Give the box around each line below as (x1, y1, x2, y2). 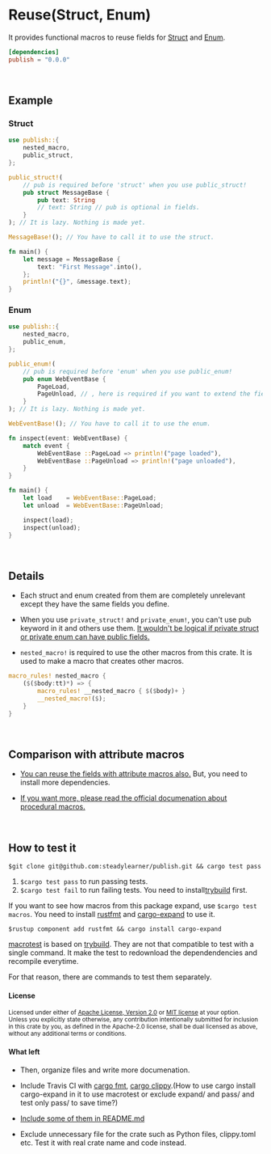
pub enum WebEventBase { (23, 374, 106, 383)
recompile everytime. (8, 957, 79, 966)
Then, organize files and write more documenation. (19, 1065, 190, 1075)
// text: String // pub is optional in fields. (37, 204, 200, 212)
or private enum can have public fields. (19, 632, 150, 642)
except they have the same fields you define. (19, 599, 169, 609)
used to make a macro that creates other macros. (19, 657, 184, 666)
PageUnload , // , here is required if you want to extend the (37, 390, 251, 398)
